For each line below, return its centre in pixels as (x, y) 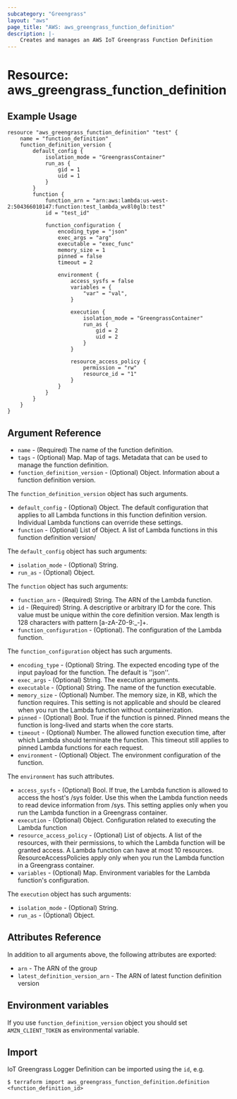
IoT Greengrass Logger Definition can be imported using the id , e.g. (106, 1069)
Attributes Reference (54, 937)
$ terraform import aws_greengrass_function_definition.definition (109, 1082)
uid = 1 (69, 176)
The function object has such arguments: (68, 586)
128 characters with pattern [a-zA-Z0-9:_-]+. (83, 622)
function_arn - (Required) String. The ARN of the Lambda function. (115, 599)
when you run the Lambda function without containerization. (105, 710)
